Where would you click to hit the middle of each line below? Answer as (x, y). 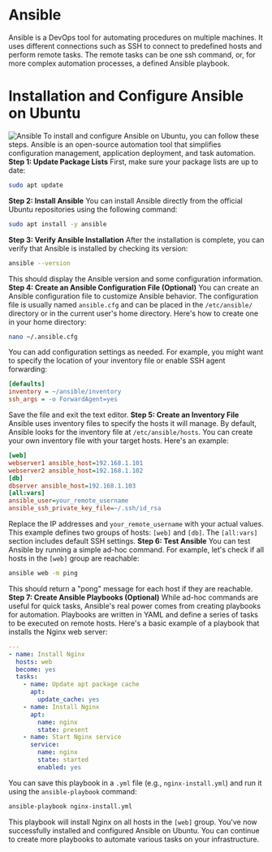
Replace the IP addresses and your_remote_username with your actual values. (136, 524)
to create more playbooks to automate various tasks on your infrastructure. (134, 839)
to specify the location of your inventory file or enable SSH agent (117, 361)
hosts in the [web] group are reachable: (74, 558)
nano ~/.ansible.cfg (43, 337)
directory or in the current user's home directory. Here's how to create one (133, 313)
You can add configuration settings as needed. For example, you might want (136, 352)
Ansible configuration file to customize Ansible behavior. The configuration (133, 296)
